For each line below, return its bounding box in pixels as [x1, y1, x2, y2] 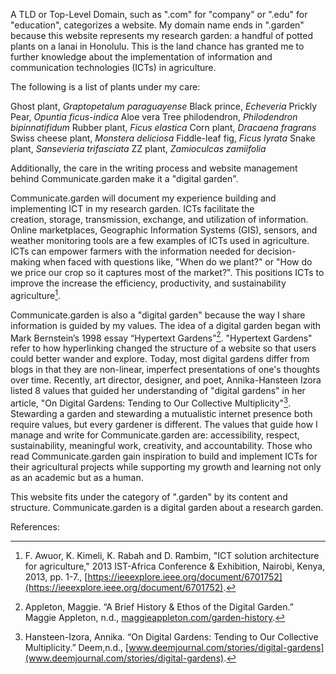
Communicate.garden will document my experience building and [10, 192, 277, 204]
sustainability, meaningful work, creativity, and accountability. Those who [10, 439, 313, 451]
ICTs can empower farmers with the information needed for [10, 245, 255, 257]
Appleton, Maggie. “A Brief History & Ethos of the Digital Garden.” [24, 600, 294, 613]
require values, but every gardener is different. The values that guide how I [10, 418, 318, 430]
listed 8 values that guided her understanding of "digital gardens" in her [10, 385, 306, 397]
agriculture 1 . [10, 288, 61, 301]
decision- [256, 245, 297, 257]
